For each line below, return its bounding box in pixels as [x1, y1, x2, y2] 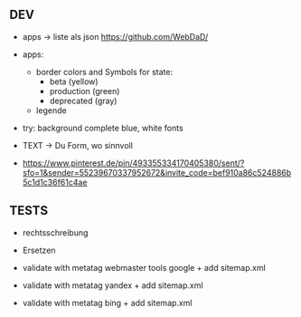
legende [35, 104, 67, 116]
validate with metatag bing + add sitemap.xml [22, 297, 193, 308]
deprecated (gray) [49, 95, 118, 106]
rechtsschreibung [22, 226, 89, 238]
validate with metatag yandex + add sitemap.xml [22, 280, 203, 291]
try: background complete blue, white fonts [22, 122, 183, 133]
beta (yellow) [49, 76, 99, 87]
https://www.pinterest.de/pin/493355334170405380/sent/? [22, 158, 245, 168]
